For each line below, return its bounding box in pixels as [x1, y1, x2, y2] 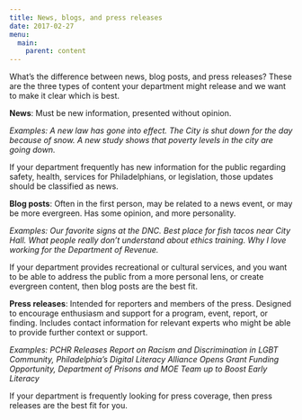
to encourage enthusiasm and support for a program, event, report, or [9, 308, 268, 319]
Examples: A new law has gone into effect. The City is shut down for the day [9, 125, 293, 136]
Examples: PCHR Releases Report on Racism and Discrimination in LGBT [9, 344, 279, 355]
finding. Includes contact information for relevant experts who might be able [9, 317, 291, 328]
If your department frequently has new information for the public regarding [9, 162, 286, 173]
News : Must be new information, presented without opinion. [9, 108, 232, 119]
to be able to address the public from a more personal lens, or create [9, 272, 264, 282]
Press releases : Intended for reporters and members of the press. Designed [9, 299, 292, 309]
